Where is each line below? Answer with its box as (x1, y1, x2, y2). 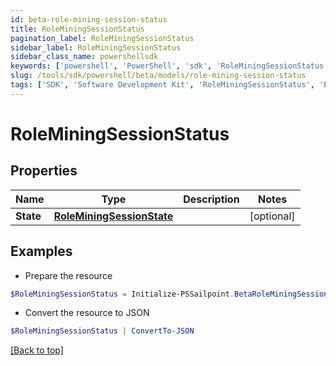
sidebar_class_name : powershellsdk (10, 52, 159, 62)
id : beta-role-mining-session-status (10, 14, 168, 25)
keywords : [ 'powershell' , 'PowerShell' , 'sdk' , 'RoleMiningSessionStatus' (10, 61, 329, 71)
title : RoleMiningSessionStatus (10, 24, 145, 34)
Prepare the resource (24, 269, 113, 281)
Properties (10, 162, 78, 180)
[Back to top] (10, 344, 64, 356)
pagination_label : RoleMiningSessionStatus (10, 33, 195, 43)
